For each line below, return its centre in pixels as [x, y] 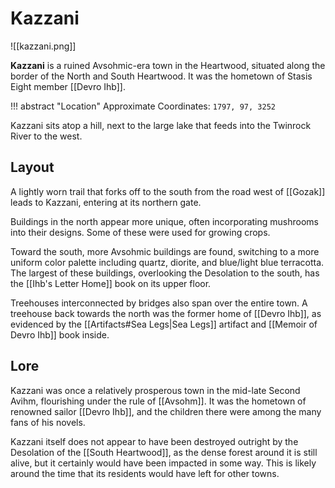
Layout [32, 167]
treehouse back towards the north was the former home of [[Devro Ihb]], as [166, 313]
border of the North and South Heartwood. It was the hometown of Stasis [161, 76]
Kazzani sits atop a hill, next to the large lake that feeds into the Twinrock [161, 125]
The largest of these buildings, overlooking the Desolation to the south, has [165, 273]
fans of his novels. [48, 422]
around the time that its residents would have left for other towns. [145, 473]
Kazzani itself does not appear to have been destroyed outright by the [154, 441]
